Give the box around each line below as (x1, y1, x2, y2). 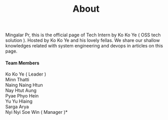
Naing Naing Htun (5, 82, 43, 88)
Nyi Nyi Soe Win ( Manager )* (5, 109, 68, 115)
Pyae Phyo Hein (5, 93, 39, 99)
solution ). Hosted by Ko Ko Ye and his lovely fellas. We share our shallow (5, 37, 160, 43)
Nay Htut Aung (5, 87, 37, 93)
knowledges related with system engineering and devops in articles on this (5, 43, 163, 49)
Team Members (5, 60, 39, 66)
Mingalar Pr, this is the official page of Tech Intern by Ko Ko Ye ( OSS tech (5, 32, 161, 38)
